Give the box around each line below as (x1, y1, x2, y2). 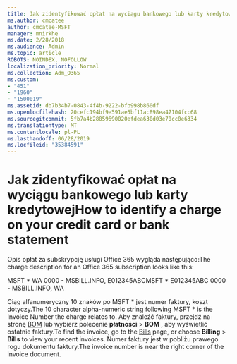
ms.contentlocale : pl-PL (7, 128, 80, 135)
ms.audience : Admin (7, 43, 65, 50)
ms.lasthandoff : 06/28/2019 (7, 135, 90, 142)
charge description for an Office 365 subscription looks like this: (7, 262, 194, 272)
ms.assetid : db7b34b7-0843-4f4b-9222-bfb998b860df (7, 102, 159, 109)
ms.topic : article (7, 50, 61, 57)
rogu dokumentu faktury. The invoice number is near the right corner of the (7, 343, 224, 351)
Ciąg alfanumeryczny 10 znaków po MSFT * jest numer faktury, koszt (7, 298, 208, 306)
